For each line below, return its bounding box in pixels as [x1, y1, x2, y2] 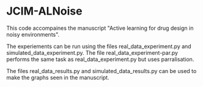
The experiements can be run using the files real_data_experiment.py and [6, 43, 191, 50]
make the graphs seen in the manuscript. [6, 74, 109, 81]
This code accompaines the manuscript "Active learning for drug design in [6, 24, 194, 32]
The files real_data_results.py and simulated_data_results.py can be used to [6, 67, 197, 74]
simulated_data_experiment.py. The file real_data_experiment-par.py [6, 49, 179, 56]
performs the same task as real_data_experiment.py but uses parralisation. [6, 55, 194, 63]
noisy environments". [6, 30, 60, 38]
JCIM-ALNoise [6, 4, 83, 18]
